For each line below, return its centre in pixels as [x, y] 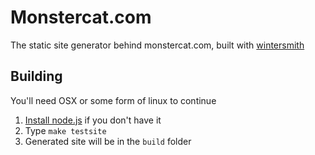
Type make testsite [65, 130]
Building [36, 76]
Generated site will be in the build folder [108, 141]
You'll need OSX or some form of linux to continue [113, 100]
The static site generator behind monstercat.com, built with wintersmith [157, 45]
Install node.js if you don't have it [93, 120]
